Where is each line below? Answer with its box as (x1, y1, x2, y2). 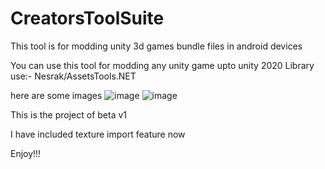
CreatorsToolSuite (10, 7, 165, 30)
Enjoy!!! (10, 147, 42, 159)
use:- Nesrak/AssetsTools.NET (10, 70, 137, 82)
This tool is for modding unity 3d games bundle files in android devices (10, 40, 303, 52)
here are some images (10, 89, 103, 101)
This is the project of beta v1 (10, 108, 128, 121)
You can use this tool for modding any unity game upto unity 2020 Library (10, 59, 315, 71)
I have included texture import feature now (10, 128, 186, 140)
